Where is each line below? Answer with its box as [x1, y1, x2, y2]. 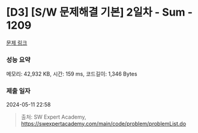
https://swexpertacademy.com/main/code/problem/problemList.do [20, 120, 187, 127]
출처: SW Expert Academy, [20, 113, 86, 120]
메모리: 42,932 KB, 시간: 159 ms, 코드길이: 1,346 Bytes [6, 70, 137, 78]
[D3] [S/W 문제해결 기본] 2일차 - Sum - [6, 5, 193, 19]
